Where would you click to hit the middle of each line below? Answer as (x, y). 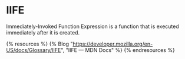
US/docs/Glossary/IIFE (34, 50)
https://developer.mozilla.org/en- (113, 44)
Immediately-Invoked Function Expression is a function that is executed (93, 26)
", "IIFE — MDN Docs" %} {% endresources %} (118, 50)
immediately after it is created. (43, 32)
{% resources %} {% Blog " (39, 44)
